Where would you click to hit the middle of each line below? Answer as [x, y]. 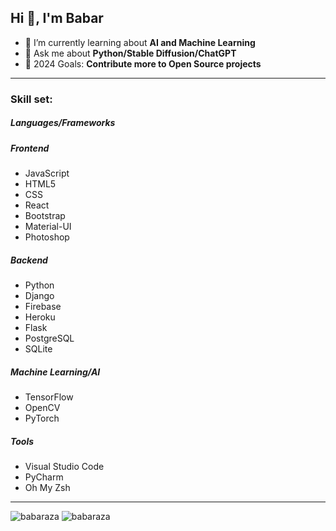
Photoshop [47, 237]
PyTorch [42, 418]
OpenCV [42, 408]
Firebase [43, 307]
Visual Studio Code [64, 466]
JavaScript [47, 173]
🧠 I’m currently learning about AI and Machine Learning [140, 42]
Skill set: [31, 99]
